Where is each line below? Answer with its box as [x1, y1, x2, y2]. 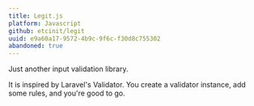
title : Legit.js [8, 11, 63, 20]
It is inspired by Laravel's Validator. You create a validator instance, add [8, 80, 247, 90]
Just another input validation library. [8, 64, 129, 74]
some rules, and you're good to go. [8, 88, 125, 98]
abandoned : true [8, 42, 63, 50]
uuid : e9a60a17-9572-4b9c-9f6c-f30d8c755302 [8, 34, 161, 43]
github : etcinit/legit [8, 27, 85, 35]
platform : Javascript [8, 19, 82, 28]
